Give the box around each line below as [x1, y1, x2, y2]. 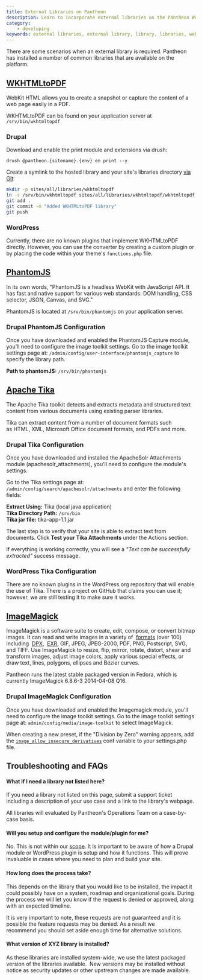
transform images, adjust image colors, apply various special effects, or [6, 653, 184, 660]
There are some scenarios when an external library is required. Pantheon [6, 48, 187, 55]
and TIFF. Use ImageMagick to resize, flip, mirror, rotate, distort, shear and [6, 646, 191, 654]
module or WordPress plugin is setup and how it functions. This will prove [6, 849, 188, 856]
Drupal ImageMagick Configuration [6, 692, 112, 701]
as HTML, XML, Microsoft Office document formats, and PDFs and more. [6, 425, 186, 432]
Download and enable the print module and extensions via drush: [6, 146, 168, 154]
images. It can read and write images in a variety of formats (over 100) [6, 634, 182, 641]
